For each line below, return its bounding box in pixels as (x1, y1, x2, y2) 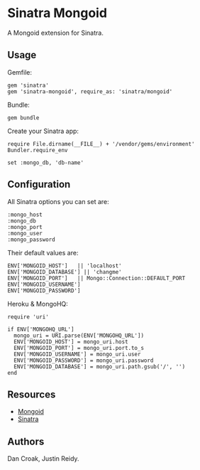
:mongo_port (7, 223, 43, 230)
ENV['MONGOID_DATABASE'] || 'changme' (7, 268, 122, 275)
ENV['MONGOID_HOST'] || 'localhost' (7, 262, 122, 269)
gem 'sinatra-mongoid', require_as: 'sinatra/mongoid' (7, 87, 173, 95)
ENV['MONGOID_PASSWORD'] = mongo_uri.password (13, 357, 154, 364)
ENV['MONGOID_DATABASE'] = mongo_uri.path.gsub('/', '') (13, 363, 186, 370)
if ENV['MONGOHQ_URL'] (7, 326, 74, 333)
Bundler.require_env (7, 146, 69, 154)
